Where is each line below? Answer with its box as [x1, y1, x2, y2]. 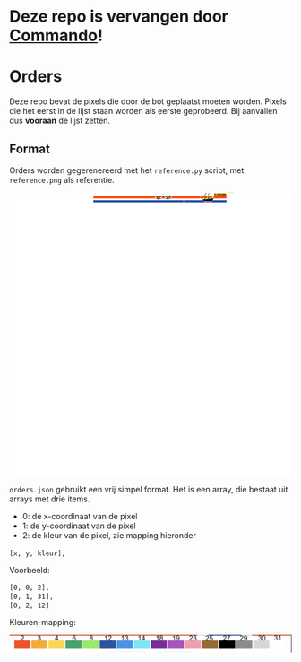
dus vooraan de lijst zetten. [9, 115, 110, 126]
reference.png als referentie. [9, 174, 115, 185]
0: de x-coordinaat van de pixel [21, 510, 138, 521]
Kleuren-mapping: [9, 616, 76, 627]
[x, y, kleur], [9, 549, 66, 558]
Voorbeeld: [9, 564, 51, 575]
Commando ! [9, 25, 103, 46]
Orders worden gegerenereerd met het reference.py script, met [9, 164, 245, 176]
